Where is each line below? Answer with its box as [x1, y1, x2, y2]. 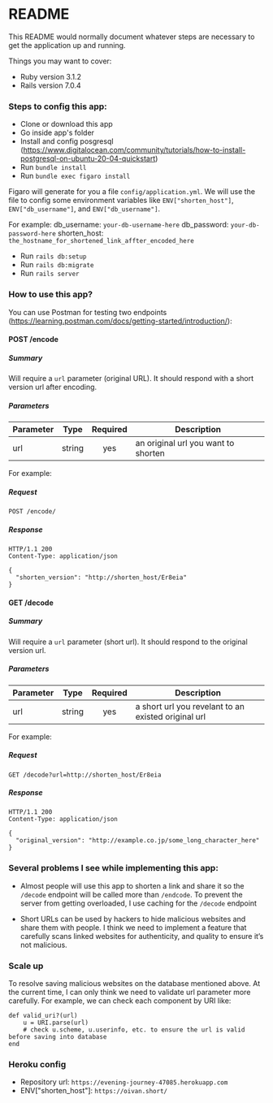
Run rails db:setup [19, 251, 87, 261]
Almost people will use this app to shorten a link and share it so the [19, 880, 245, 890]
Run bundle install [19, 162, 87, 172]
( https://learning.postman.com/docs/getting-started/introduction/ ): [8, 316, 233, 326]
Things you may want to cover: [8, 56, 112, 66]
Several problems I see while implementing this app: [8, 863, 219, 874]
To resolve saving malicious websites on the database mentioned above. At [8, 979, 261, 988]
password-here [8, 230, 57, 238]
